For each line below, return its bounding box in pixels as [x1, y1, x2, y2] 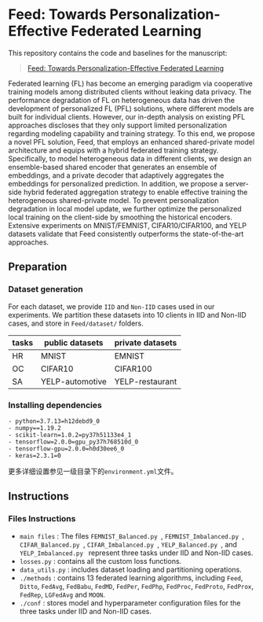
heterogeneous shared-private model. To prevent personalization [8, 195, 219, 205]
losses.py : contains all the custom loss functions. [19, 556, 182, 565]
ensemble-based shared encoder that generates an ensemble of [8, 162, 217, 171]
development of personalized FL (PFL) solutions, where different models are [8, 104, 254, 113]
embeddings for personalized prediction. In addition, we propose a [8, 179, 224, 188]
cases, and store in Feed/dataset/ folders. [8, 318, 144, 328]
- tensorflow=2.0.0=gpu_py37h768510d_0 [8, 438, 139, 446]
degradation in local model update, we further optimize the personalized [8, 204, 242, 213]
